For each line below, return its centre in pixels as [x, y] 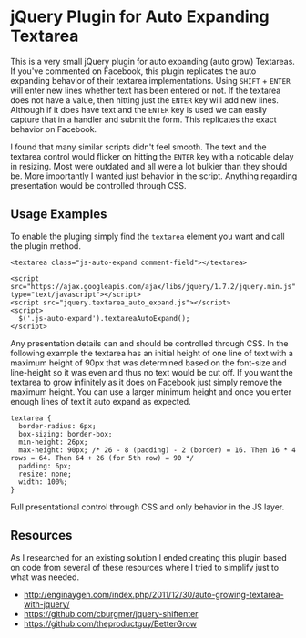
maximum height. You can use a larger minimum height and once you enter [151, 391]
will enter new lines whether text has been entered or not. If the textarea [146, 90]
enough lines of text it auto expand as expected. [101, 401]
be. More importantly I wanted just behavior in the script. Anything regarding [154, 176]
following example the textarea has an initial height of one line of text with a [152, 353]
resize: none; [45, 474]
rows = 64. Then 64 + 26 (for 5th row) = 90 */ [102, 458]
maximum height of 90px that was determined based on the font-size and [148, 363]
